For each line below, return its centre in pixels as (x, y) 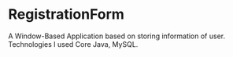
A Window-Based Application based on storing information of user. (117, 36)
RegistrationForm (66, 14)
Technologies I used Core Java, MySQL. (73, 44)
